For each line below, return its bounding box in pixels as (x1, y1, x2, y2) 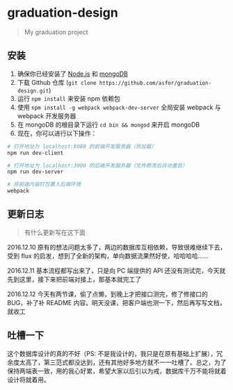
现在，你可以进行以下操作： (17, 129, 97, 137)
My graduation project (24, 28, 88, 36)
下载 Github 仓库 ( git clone (17, 78, 97, 86)
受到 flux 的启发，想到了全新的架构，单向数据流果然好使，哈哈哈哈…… (7, 252, 209, 260)
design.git (17, 87, 49, 95)
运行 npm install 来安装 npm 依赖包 (17, 94, 120, 102)
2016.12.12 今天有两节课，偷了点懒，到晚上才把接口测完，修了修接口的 (7, 290, 209, 298)
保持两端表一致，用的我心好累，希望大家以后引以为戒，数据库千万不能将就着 (7, 366, 227, 375)
